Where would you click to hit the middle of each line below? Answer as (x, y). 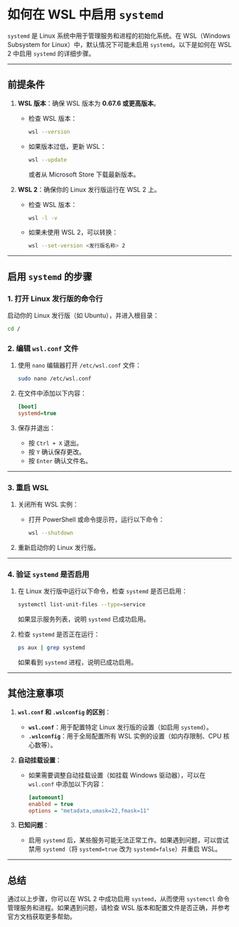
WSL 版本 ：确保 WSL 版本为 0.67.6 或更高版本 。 (89, 103)
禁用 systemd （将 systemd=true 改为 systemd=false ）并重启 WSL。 (125, 849)
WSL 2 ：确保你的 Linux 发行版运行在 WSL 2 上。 (89, 189)
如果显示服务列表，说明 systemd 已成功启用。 (84, 619)
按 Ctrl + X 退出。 (55, 443)
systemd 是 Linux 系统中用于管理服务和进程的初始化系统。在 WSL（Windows (119, 36)
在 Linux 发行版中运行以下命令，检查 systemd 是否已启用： (103, 591)
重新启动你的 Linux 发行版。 (59, 547)
